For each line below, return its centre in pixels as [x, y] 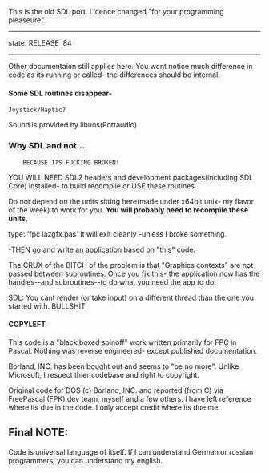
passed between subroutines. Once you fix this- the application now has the [134, 273]
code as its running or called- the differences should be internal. [114, 75]
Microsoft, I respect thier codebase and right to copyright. [104, 374]
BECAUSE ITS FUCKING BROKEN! [71, 162]
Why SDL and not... [47, 146]
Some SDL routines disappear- [60, 93]
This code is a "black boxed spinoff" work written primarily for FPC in [122, 342]
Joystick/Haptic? [37, 110]
